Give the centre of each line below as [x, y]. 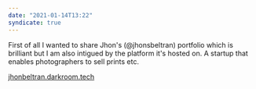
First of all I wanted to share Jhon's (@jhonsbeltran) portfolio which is [121, 44]
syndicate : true [35, 23]
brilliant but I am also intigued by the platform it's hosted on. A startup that [128, 53]
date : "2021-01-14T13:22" [50, 15]
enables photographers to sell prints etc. [74, 61]
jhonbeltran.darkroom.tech [51, 77]
